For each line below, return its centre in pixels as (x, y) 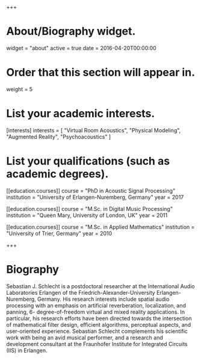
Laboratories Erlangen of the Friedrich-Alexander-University (81, 292)
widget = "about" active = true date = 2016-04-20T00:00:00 (81, 48)
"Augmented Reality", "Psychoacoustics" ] (59, 137)
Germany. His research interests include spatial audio (103, 299)
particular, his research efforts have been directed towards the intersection (99, 318)
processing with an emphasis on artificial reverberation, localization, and (96, 305)
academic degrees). (57, 174)
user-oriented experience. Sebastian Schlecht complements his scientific (97, 331)
